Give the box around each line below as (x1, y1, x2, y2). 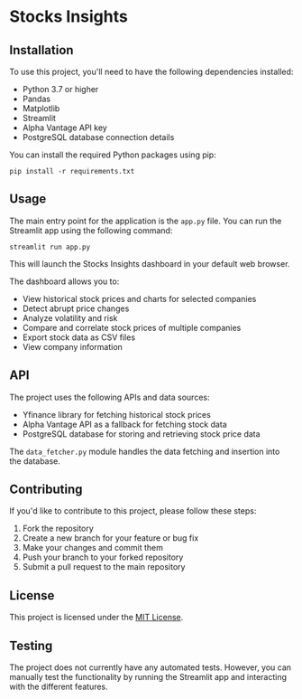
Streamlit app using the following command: (9, 224, 173, 236)
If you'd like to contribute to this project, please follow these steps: (9, 505, 257, 516)
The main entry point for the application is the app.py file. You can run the (9, 215, 282, 226)
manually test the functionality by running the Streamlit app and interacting (9, 672, 287, 683)
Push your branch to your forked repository (22, 552, 184, 562)
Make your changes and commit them (22, 543, 164, 553)
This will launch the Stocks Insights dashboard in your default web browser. (9, 258, 290, 269)
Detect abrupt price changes (22, 303, 130, 314)
